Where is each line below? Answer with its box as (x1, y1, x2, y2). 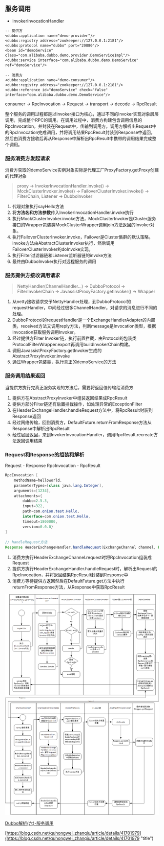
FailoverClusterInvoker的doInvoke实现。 (12, 246, 93, 252)
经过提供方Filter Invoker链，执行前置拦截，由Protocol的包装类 (12, 335, 137, 341)
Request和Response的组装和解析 (5, 451, 84, 458)
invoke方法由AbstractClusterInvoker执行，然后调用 (12, 240, 115, 246)
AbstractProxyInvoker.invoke (12, 353, 70, 359)
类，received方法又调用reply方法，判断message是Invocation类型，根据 (12, 323, 156, 329)
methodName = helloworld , (14, 478, 62, 483)
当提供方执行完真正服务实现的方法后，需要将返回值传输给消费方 (5, 384, 133, 390)
